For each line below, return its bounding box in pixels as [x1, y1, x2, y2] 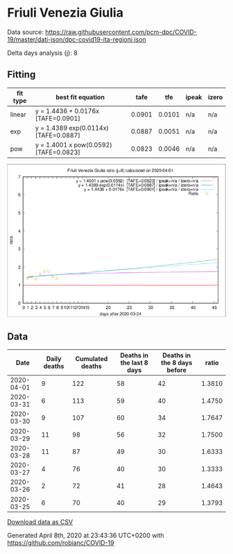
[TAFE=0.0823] [35, 148, 81, 156]
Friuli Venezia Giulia [7, 5, 123, 21]
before [166, 366, 187, 374]
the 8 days [160, 358, 193, 367]
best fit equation [55, 92, 105, 101]
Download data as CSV [7, 518, 74, 526]
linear [10, 110, 26, 119]
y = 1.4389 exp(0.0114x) [35, 124, 110, 132]
